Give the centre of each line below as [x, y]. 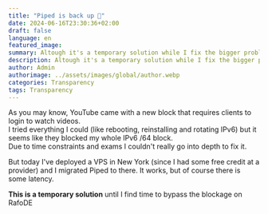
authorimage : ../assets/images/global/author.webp [94, 75]
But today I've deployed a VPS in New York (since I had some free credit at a [134, 162]
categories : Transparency [51, 82]
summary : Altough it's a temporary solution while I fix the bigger [124, 53]
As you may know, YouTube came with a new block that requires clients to [130, 113]
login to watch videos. [45, 121]
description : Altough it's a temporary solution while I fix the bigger [132, 61]
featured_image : [35, 46]
